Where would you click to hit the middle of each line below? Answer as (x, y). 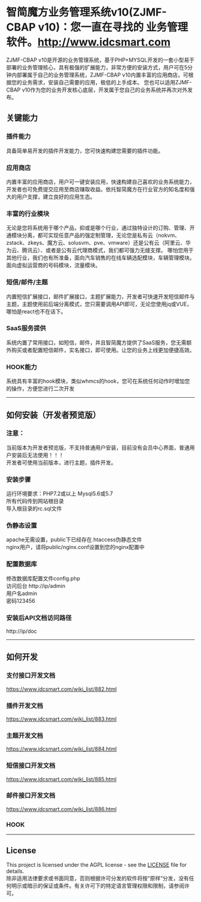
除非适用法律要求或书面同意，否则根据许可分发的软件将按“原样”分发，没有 (98, 878)
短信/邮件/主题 (27, 282)
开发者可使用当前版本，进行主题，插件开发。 (61, 462)
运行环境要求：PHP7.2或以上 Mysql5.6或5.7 (60, 493)
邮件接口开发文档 (31, 796)
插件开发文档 (25, 705)
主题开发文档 (25, 735)
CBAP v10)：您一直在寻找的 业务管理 (97, 27)
